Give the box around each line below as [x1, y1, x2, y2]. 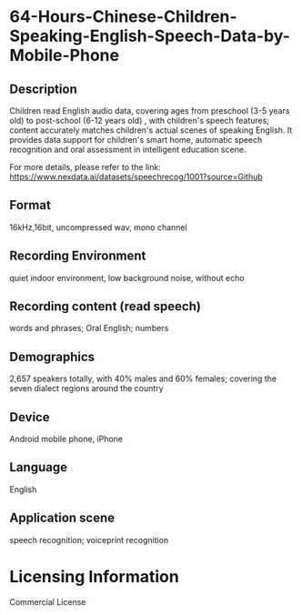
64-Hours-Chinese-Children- [9, 6, 238, 27]
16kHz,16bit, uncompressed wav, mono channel [9, 221, 188, 233]
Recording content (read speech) [9, 298, 202, 315]
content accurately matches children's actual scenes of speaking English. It [9, 125, 293, 136]
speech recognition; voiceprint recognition [9, 534, 169, 545]
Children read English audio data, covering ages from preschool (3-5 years [9, 106, 290, 116]
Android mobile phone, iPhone [9, 434, 124, 445]
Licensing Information [9, 566, 179, 587]
